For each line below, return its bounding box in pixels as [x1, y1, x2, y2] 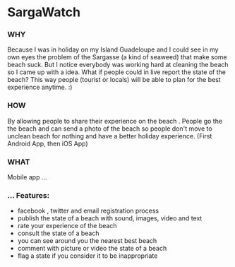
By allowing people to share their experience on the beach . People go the [7, 117, 223, 125]
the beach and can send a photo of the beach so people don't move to [7, 124, 213, 133]
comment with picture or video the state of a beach [17, 244, 167, 253]
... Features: [7, 191, 50, 200]
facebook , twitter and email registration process [17, 206, 159, 215]
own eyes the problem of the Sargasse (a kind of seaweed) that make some [7, 53, 227, 61]
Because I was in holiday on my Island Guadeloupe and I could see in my [7, 45, 219, 54]
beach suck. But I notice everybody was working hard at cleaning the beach [7, 61, 229, 69]
